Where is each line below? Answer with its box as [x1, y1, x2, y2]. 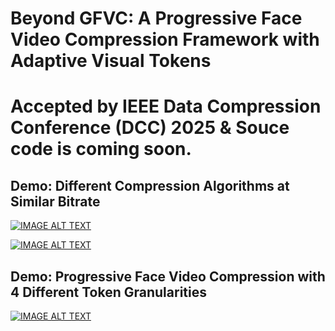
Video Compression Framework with [10, 28, 320, 51]
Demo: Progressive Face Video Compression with [10, 268, 326, 285]
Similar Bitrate [10, 193, 101, 210]
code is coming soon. [10, 138, 192, 161]
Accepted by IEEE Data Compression [10, 95, 322, 118]
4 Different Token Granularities [10, 283, 207, 301]
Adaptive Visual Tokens [10, 50, 212, 72]
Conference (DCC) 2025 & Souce [10, 117, 290, 139]
